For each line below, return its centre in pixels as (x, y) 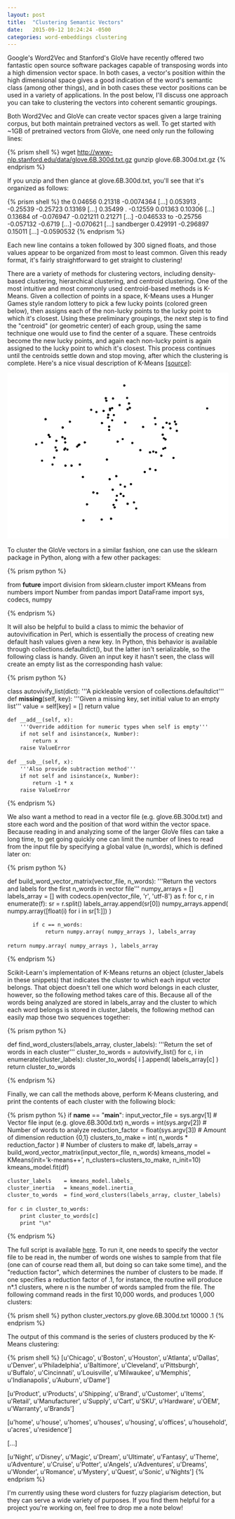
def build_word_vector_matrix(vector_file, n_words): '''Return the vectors (112, 882)
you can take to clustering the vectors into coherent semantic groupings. (112, 102)
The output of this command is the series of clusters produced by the (108, 1336)
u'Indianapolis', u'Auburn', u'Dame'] (59, 1380)
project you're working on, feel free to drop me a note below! (95, 1508)
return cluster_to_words (41, 1067)
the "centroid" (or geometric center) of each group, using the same (105, 326)
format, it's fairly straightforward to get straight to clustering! (95, 260)
